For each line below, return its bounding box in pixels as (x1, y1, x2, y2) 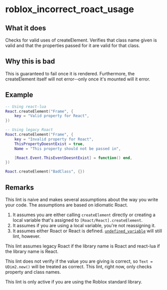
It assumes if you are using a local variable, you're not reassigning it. (12, 222, 156, 228)
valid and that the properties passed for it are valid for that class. (5, 43, 140, 49)
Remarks (5, 183, 34, 192)
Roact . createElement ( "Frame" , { (5, 132, 73, 137)
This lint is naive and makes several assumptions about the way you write (5, 196, 158, 202)
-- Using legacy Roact (5, 128, 53, 133)
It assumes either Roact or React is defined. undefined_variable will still (12, 228, 162, 234)
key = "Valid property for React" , (14, 113, 90, 118)
